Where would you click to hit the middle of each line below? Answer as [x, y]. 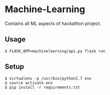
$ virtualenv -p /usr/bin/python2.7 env [48, 78]
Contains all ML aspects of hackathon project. [53, 23]
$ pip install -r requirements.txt [43, 87]
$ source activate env [29, 83]
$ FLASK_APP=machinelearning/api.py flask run [55, 51]
